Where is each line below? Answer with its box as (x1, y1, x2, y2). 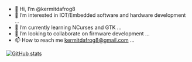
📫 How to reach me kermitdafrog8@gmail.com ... (14, 37, 135, 43)
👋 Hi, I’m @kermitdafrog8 (14, 6, 76, 12)
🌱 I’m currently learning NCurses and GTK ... (14, 24, 122, 31)
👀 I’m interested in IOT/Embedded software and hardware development (14, 12, 186, 19)
